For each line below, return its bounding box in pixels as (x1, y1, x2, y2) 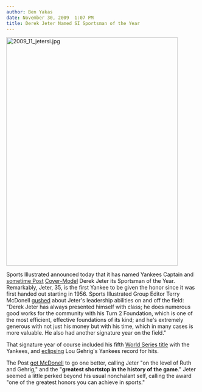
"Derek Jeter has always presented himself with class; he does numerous (6, 303, 191, 311)
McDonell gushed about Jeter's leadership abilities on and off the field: (6, 297, 184, 304)
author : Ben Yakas (6, 9, 53, 15)
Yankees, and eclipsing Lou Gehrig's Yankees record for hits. (6, 347, 159, 355)
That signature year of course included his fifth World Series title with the (6, 341, 190, 348)
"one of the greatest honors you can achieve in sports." (6, 379, 145, 386)
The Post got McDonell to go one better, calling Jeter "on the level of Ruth (6, 359, 192, 366)
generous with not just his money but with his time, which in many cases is (6, 323, 193, 330)
